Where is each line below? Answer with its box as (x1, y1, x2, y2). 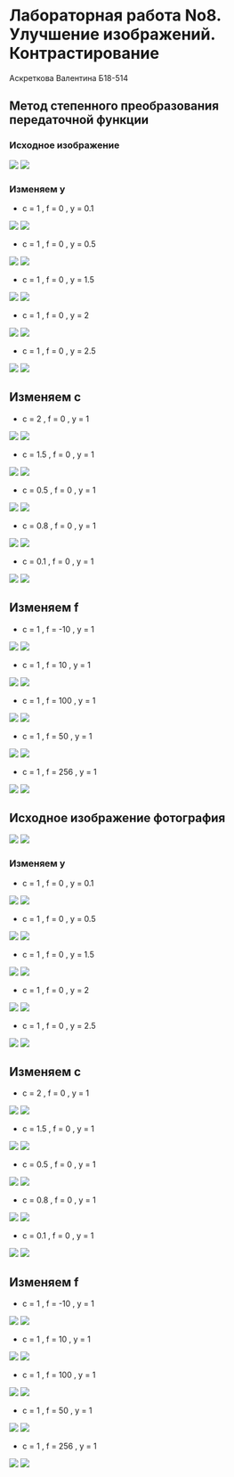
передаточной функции (9, 112, 149, 127)
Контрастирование (9, 44, 160, 63)
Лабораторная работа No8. (9, 5, 222, 26)
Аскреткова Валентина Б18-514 (9, 72, 129, 83)
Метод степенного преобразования (9, 99, 220, 114)
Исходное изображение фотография (9, 810, 226, 825)
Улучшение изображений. (9, 24, 215, 45)
